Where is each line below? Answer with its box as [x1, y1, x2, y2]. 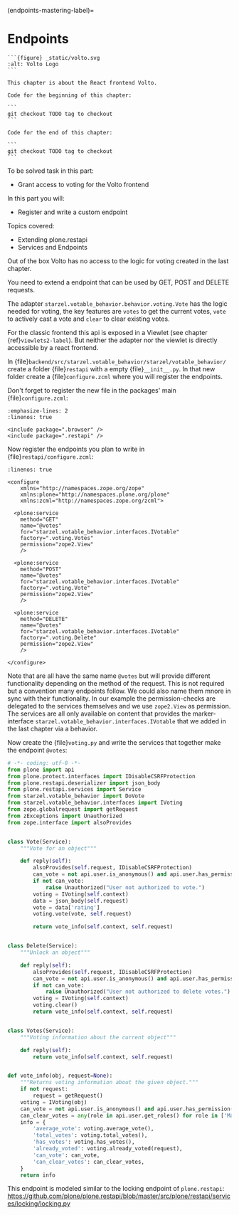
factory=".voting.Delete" [20, 634, 97, 641]
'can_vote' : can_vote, [33, 1152, 100, 1159]
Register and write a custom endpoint [17, 208, 128, 216]
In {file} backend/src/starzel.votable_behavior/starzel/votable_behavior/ [7, 357, 226, 366]
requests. [7, 285, 36, 294]
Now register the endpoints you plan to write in [7, 445, 145, 453]
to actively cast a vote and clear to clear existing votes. [7, 314, 170, 323]
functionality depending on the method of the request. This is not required [7, 679, 225, 687]
